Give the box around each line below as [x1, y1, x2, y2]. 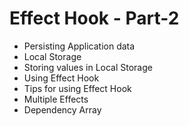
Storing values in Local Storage [23, 61, 153, 73]
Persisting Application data [23, 40, 136, 52]
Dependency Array [23, 103, 102, 116]
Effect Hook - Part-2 [9, 7, 180, 30]
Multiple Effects [23, 93, 89, 105]
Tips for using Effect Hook [23, 82, 132, 94]
